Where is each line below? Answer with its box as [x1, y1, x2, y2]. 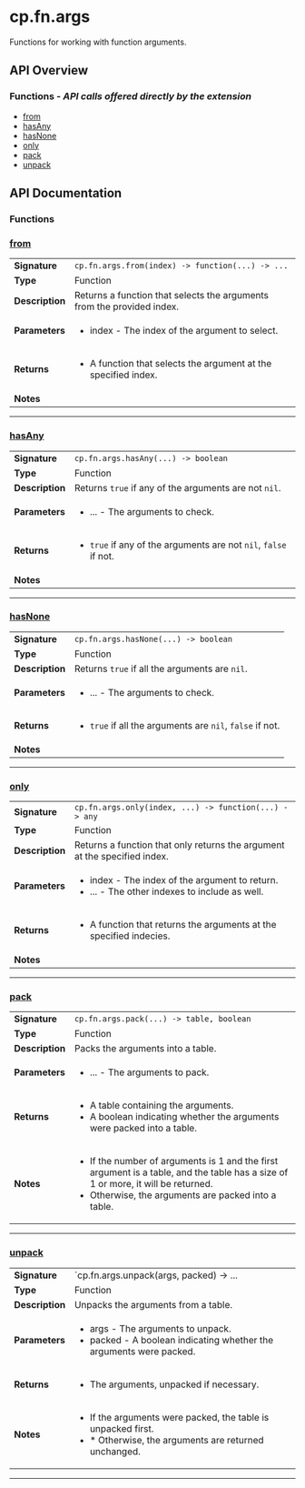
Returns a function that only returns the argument [74, 839, 285, 851]
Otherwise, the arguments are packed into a [89, 1189, 277, 1201]
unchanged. [89, 1444, 141, 1457]
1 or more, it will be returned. [89, 1178, 213, 1191]
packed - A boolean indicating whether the [89, 1333, 274, 1346]
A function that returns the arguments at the [89, 919, 277, 931]
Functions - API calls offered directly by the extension [9, 90, 252, 103]
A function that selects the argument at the [89, 357, 272, 370]
